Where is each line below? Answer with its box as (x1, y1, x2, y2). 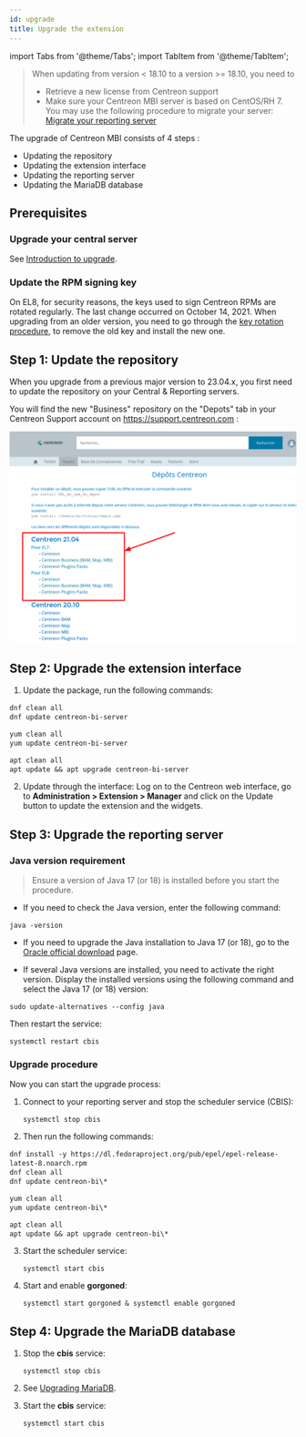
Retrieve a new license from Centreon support (45, 86, 219, 97)
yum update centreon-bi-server (9, 739, 128, 749)
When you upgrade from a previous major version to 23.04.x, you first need (9, 376, 293, 387)
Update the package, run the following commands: (22, 685, 214, 696)
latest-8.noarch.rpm (9, 1159, 88, 1168)
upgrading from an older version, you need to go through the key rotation (9, 316, 284, 327)
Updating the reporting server (22, 169, 135, 180)
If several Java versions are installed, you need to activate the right (22, 963, 275, 974)
